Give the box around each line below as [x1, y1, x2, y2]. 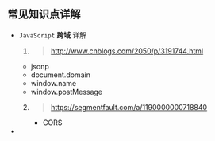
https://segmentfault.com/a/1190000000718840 [50, 102, 208, 112]
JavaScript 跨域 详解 [18, 30, 87, 40]
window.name [30, 78, 77, 88]
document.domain [30, 70, 90, 80]
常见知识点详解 [7, 7, 81, 22]
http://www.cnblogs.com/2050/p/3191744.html [50, 46, 204, 56]
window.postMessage [30, 87, 103, 96]
